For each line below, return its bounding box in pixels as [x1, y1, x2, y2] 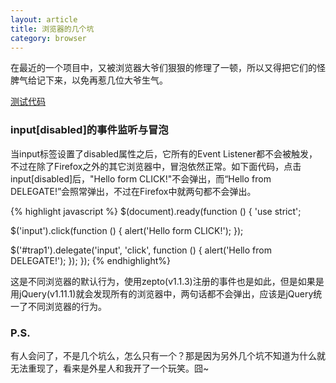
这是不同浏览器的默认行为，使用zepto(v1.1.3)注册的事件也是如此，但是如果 [10, 275, 316, 287]
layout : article [10, 14, 78, 25]
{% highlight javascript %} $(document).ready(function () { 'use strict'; [10, 205, 302, 217]
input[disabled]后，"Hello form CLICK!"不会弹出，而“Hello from [10, 172, 272, 185]
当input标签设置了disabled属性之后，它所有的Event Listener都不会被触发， [10, 147, 318, 160]
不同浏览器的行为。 [27, 300, 107, 312]
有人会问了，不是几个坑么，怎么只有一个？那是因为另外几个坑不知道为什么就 [10, 349, 326, 361]
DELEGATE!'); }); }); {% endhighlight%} [10, 254, 171, 266]
